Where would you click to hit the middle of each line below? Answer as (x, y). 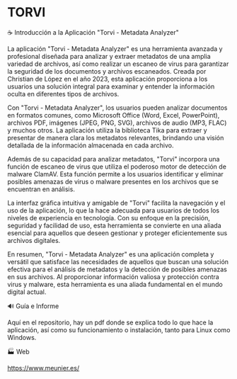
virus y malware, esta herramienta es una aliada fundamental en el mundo (115, 284)
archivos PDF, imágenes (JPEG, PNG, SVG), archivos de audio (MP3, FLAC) (117, 123)
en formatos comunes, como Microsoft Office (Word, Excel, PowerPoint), (114, 115)
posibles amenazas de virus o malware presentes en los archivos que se (113, 181)
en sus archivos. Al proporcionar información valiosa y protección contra (113, 276)
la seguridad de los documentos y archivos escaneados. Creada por (107, 71)
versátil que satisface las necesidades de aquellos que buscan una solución (118, 261)
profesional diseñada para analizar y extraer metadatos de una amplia (109, 56)
